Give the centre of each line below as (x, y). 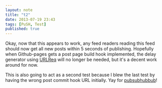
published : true (22, 29)
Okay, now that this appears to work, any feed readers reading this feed (80, 43)
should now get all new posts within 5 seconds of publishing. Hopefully (79, 49)
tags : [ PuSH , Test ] (26, 24)
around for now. (22, 65)
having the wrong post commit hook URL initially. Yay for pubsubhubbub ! (81, 80)
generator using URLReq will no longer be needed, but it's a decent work (81, 60)
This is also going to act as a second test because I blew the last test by (80, 75)
